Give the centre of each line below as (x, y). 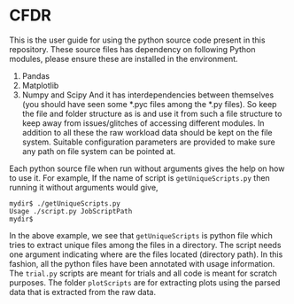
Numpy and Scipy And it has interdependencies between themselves (148, 95)
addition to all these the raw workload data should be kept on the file (147, 132)
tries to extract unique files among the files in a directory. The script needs (145, 245)
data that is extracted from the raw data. (83, 292)
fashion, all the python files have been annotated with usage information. (142, 263)
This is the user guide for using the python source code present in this (137, 40)
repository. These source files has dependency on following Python (132, 49)
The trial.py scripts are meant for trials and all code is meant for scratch (143, 273)
